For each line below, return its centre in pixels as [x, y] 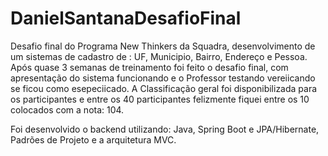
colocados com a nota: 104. [67, 109]
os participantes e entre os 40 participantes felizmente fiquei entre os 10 [160, 99]
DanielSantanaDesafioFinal [126, 18]
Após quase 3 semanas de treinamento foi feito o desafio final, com [149, 67]
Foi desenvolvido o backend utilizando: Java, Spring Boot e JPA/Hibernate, [165, 129]
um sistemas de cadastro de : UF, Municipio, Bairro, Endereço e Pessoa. [159, 56]
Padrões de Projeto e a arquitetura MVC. [93, 139]
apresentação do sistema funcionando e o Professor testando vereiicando [163, 78]
